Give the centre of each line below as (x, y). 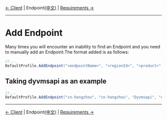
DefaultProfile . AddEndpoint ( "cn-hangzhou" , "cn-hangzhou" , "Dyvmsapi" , (81, 97)
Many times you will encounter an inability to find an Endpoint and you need (83, 46)
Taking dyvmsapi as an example (56, 81)
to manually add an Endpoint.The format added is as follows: (67, 52)
